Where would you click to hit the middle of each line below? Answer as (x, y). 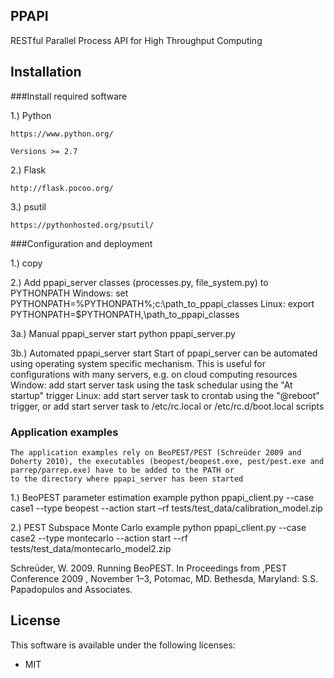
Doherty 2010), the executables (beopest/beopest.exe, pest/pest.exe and (167, 461)
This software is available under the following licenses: (123, 645)
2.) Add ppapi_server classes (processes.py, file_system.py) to (139, 282)
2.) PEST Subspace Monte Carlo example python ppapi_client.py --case (158, 527)
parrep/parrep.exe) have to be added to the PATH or (122, 470)
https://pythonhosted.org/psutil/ (82, 225)
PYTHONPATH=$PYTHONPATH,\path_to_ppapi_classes (125, 314)
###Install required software (69, 96)
